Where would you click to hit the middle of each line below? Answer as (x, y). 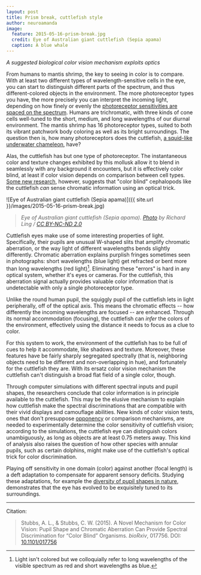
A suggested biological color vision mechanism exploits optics (83, 62)
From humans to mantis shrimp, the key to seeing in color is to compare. (95, 74)
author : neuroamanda (32, 23)
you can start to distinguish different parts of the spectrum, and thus (91, 87)
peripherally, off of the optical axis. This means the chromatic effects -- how (100, 306)
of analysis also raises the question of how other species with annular (92, 444)
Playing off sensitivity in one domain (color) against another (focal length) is (100, 468)
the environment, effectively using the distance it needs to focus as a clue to (100, 324)
